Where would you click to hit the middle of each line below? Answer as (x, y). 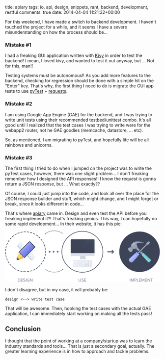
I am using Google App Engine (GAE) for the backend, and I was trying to (79, 114)
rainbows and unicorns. (29, 145)
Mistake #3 (19, 157)
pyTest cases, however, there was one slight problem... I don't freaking (77, 173)
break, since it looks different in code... (45, 204)
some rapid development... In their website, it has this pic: (63, 224)
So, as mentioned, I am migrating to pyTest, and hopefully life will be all (77, 140)
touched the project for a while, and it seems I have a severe (66, 27)
